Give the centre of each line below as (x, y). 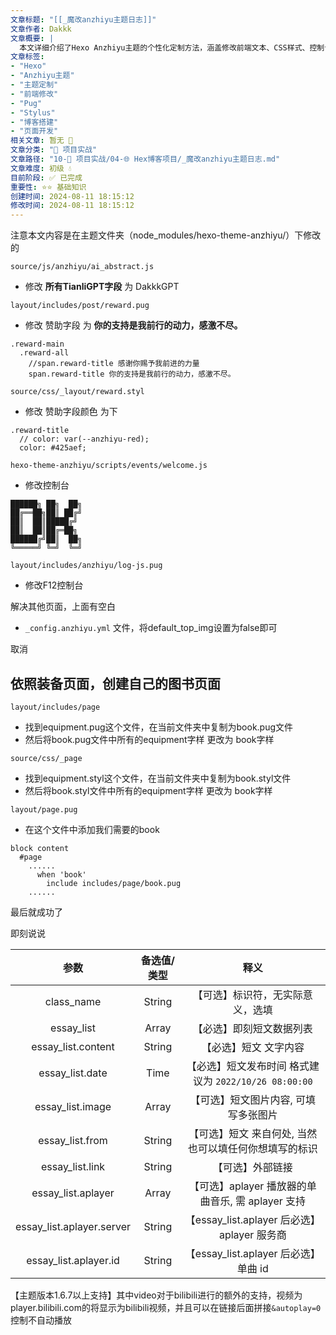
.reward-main (37, 344)
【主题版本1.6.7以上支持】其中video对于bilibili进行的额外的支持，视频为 (156, 1295)
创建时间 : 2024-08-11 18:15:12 (72, 196)
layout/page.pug (44, 809)
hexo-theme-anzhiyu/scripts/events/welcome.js (109, 466)
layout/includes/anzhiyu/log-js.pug (86, 566)
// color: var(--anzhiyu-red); (84, 439)
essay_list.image (73, 1106)
